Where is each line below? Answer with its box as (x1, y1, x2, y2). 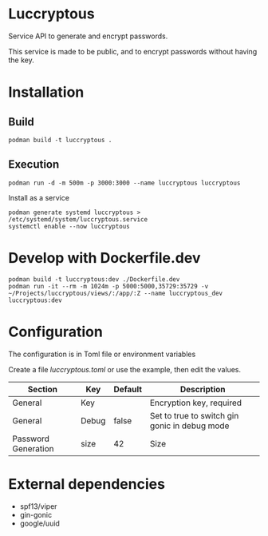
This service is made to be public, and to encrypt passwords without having (8, 46, 258, 56)
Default (113, 383, 142, 395)
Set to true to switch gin (149, 410, 239, 421)
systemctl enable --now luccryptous (8, 222, 130, 230)
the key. (8, 55, 34, 65)
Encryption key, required (149, 397, 242, 408)
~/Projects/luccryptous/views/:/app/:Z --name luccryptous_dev (8, 289, 223, 297)
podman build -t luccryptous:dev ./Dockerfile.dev (8, 275, 180, 284)
